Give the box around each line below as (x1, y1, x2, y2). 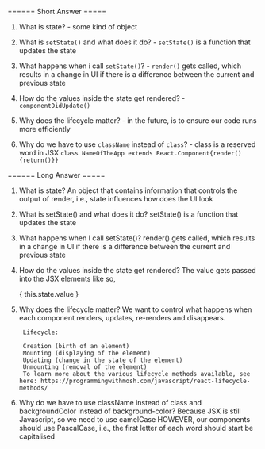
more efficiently (18, 125, 71, 133)
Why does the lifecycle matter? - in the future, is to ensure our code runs (18, 116, 257, 125)
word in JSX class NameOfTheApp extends (18, 148, 154, 157)
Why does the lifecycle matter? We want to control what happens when (18, 305, 252, 314)
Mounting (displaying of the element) (22, 349, 152, 357)
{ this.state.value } (18, 290, 79, 298)
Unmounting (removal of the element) (22, 363, 148, 371)
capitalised (18, 432, 56, 441)
